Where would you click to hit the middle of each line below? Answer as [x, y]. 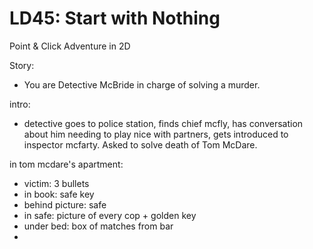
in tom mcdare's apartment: [66, 164]
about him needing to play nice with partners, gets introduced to [156, 134]
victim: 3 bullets [56, 183]
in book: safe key [59, 194]
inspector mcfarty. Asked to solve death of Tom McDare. [140, 144]
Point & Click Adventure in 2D [70, 46]
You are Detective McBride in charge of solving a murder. [142, 84]
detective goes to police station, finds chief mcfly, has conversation [163, 123]
